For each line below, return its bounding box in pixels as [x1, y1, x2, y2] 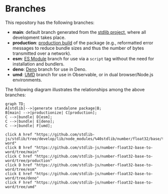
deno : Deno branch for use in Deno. [12, 66, 87, 72]
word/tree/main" [5, 149, 39, 155]
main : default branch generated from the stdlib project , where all [12, 29, 146, 35]
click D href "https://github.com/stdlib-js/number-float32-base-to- [5, 163, 153, 168]
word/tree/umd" [5, 184, 37, 190]
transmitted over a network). [12, 50, 71, 56]
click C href [5, 154, 32, 159]
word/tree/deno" [5, 176, 39, 181]
